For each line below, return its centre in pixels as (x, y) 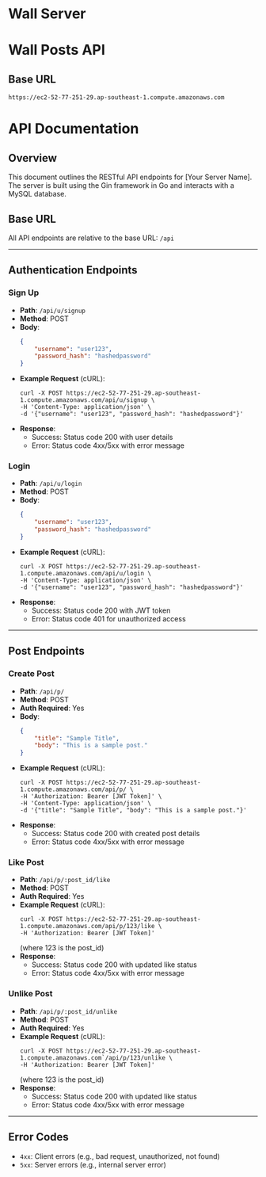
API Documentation (74, 129)
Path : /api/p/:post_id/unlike (68, 1011)
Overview (33, 158)
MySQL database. (38, 194)
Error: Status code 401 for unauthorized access (108, 618)
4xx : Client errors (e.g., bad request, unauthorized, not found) (120, 1156)
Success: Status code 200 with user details (102, 438)
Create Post (31, 674)
